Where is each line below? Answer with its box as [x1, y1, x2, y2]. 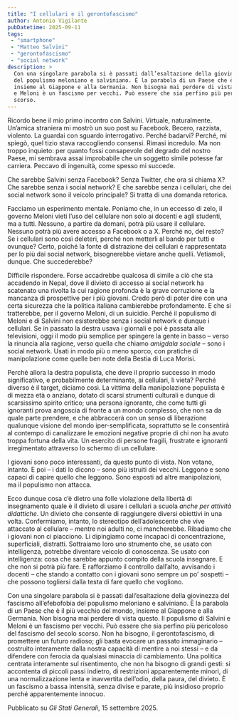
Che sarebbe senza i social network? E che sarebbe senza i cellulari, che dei [7, 183, 232, 191]
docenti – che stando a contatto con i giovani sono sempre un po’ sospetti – [7, 570, 229, 578]
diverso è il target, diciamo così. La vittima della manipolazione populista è [7, 383, 225, 392]
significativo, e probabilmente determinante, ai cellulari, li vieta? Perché [7, 376, 216, 384]
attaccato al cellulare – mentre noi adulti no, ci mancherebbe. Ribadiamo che [7, 524, 232, 533]
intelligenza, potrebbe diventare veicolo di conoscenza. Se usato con [7, 547, 210, 556]
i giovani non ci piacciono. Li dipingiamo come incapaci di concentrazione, [7, 532, 226, 540]
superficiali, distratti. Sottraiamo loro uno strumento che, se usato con [7, 539, 212, 548]
